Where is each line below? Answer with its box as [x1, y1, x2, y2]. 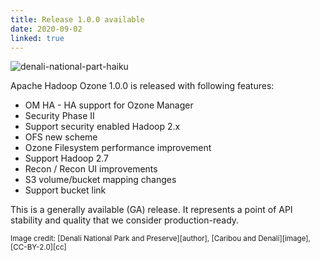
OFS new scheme [24, 131, 98, 143]
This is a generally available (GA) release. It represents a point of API [10, 204, 293, 216]
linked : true [10, 33, 65, 43]
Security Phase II [24, 110, 95, 122]
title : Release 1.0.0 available [10, 14, 145, 25]
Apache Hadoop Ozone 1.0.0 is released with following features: [10, 80, 275, 92]
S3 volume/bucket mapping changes [24, 174, 177, 186]
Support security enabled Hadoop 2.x [24, 121, 181, 133]
